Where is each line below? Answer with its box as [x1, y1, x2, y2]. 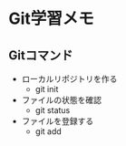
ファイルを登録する [21, 116, 94, 126]
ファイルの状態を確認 [21, 95, 102, 105]
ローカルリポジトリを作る [21, 74, 118, 84]
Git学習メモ [8, 8, 94, 29]
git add [34, 126, 63, 137]
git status [34, 105, 71, 115]
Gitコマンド [8, 47, 73, 63]
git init [34, 84, 59, 94]
